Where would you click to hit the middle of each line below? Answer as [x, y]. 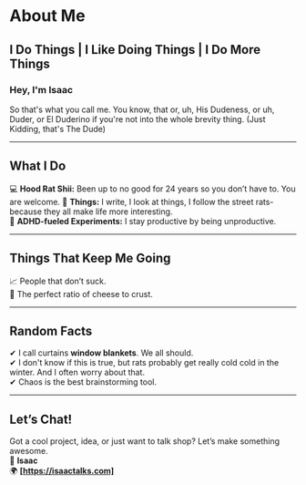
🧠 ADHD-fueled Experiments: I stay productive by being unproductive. [143, 221]
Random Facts [51, 330]
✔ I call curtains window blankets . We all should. [102, 353]
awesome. [29, 451]
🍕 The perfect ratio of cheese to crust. [81, 294]
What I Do [38, 166]
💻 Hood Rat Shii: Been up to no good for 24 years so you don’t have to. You [153, 189]
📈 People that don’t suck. [58, 281]
